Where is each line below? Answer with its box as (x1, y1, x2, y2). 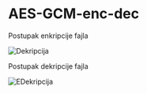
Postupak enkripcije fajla (8, 31, 89, 40)
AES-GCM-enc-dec (8, 5, 140, 23)
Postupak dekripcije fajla (8, 61, 89, 71)
